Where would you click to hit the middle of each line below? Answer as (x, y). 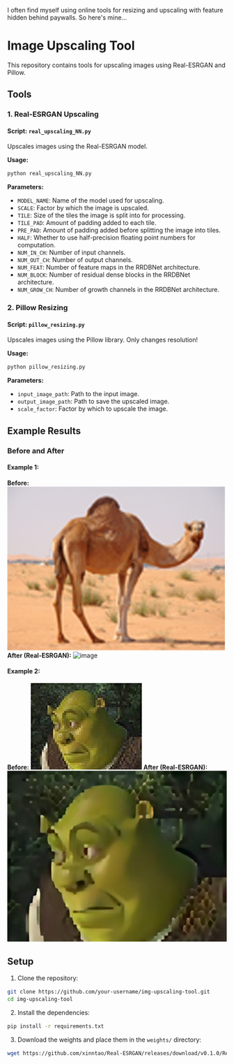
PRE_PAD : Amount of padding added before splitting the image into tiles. (119, 231)
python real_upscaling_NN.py (49, 174)
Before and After (36, 451)
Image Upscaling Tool (71, 46)
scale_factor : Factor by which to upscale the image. (93, 409)
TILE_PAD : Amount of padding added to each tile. (87, 223)
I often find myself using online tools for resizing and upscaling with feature (115, 10)
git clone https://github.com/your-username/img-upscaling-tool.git (109, 992)
